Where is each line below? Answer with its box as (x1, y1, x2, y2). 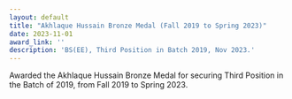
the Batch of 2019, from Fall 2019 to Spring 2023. (9, 80, 188, 90)
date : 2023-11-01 (9, 29, 73, 38)
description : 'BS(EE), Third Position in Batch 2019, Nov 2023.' (9, 46, 255, 55)
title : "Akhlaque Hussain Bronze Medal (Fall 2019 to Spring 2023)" (9, 21, 267, 30)
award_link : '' (9, 37, 65, 47)
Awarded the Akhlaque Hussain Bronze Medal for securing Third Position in (9, 70, 284, 80)
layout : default (9, 12, 69, 22)
